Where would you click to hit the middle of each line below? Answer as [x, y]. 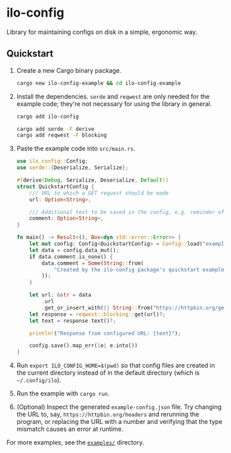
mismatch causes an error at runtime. [70, 429]
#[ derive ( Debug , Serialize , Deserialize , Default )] [92, 180]
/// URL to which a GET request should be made [99, 193]
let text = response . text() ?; [73, 321]
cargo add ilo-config [47, 116]
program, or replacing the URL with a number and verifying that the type [119, 422]
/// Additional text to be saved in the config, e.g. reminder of [127, 212]
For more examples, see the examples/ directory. [75, 443]
